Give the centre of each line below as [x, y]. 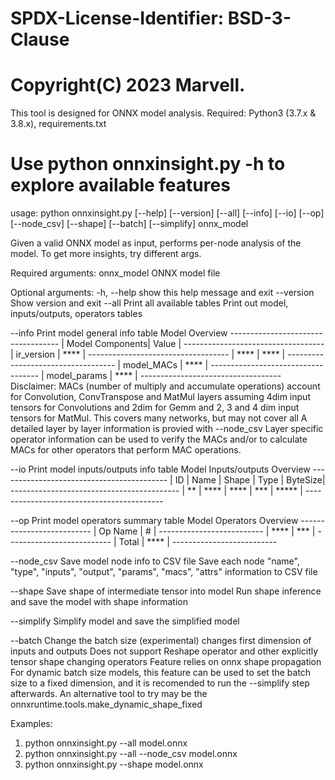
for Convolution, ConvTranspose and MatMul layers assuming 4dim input [160, 397]
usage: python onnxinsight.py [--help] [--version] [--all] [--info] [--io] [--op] [167, 213]
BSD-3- [259, 18]
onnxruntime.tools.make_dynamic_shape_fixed [106, 704]
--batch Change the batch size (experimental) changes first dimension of [161, 641]
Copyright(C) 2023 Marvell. [128, 85]
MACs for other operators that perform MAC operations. [126, 450]
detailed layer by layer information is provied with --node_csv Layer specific [167, 429]
